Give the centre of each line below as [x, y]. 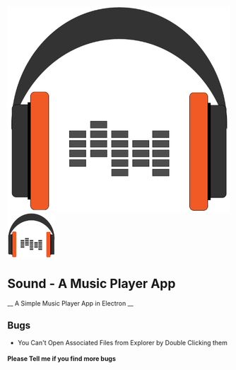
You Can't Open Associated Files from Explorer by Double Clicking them [123, 342]
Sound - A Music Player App [92, 284]
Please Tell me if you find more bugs [62, 359]
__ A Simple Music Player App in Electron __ [70, 303]
